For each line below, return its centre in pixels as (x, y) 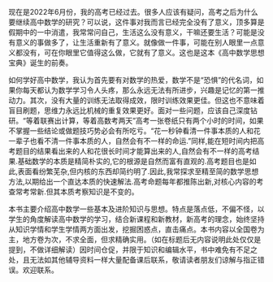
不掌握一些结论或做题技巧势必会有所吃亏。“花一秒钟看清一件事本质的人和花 (135, 131)
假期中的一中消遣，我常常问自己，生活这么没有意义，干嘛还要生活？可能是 (133, 32)
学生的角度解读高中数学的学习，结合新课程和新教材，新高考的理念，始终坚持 (136, 219)
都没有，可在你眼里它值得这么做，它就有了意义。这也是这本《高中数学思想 (140, 52)
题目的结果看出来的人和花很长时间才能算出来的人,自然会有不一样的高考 (134, 151)
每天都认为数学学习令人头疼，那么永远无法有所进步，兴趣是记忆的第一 (140, 90)
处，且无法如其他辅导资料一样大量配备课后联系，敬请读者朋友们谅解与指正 (133, 260)
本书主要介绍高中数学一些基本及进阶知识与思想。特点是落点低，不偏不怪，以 (136, 209)
